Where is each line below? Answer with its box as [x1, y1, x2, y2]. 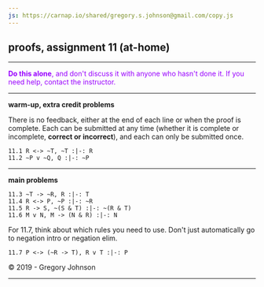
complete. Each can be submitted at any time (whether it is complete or [8, 124, 240, 133]
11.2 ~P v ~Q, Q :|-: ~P [8, 155, 90, 162]
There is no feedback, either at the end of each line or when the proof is [8, 115, 241, 125]
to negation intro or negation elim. [8, 233, 118, 243]
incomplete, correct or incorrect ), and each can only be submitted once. [8, 132, 244, 142]
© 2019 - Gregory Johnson [8, 263, 96, 272]
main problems [8, 175, 59, 185]
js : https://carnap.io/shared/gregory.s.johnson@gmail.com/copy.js [8, 11, 234, 20]
